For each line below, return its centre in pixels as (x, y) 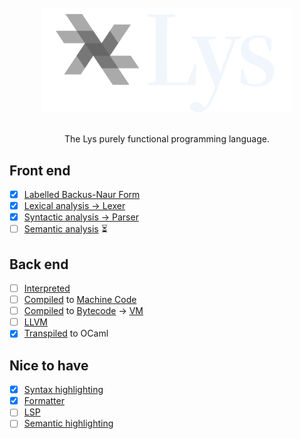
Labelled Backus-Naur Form (82, 194)
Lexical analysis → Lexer (74, 206)
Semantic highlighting (68, 423)
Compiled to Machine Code (80, 300)
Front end (40, 170)
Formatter (44, 401)
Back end (39, 264)
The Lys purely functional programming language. (167, 139)
